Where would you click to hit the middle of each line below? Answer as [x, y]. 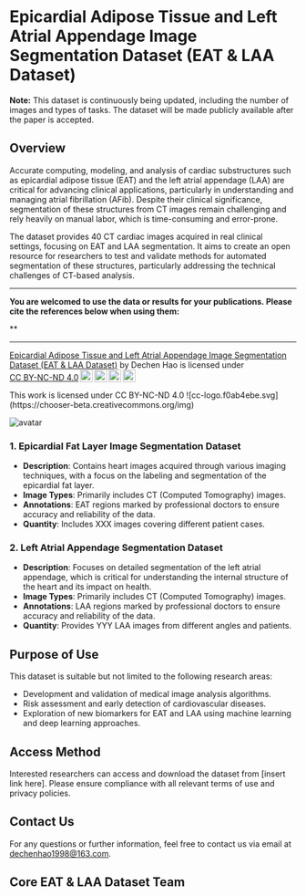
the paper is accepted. [51, 120]
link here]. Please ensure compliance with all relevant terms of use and [142, 783]
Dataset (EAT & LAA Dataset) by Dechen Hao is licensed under [127, 365]
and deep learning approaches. [82, 724]
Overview [38, 148]
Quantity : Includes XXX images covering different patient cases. [144, 524]
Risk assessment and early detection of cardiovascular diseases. [144, 703]
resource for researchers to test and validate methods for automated [138, 255]
